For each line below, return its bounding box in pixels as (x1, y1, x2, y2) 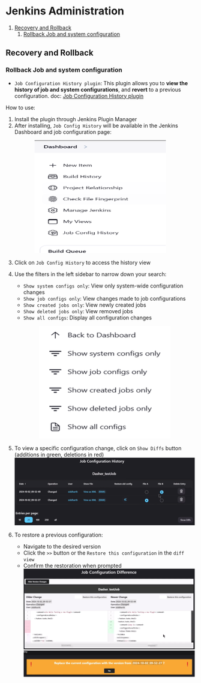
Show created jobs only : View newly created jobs (23, 301, 146, 308)
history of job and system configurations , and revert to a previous (14, 86, 181, 93)
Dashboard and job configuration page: (14, 128, 112, 136)
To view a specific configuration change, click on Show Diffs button (14, 444, 182, 451)
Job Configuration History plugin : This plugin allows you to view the (14, 79, 188, 86)
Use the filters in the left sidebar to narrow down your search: (14, 270, 167, 277)
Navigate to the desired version (23, 543, 101, 550)
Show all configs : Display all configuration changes (23, 314, 152, 321)
